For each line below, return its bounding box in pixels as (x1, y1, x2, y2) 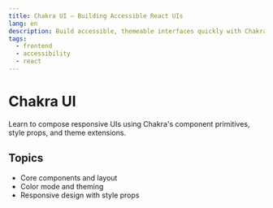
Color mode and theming (19, 181, 104, 191)
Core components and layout (19, 172, 118, 183)
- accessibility (15, 50, 71, 58)
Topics (8, 151, 44, 165)
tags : (8, 34, 27, 43)
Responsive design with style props (19, 190, 140, 200)
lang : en (8, 19, 38, 28)
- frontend (15, 42, 53, 50)
